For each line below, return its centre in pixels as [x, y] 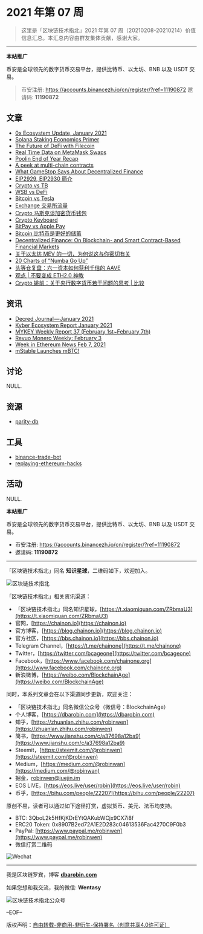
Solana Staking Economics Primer [57, 139]
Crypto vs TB [31, 185]
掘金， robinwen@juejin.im [47, 778]
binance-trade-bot [38, 457]
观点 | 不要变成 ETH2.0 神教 [50, 275]
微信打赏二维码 [34, 844]
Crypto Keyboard [36, 220]
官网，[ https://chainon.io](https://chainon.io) [71, 623]
